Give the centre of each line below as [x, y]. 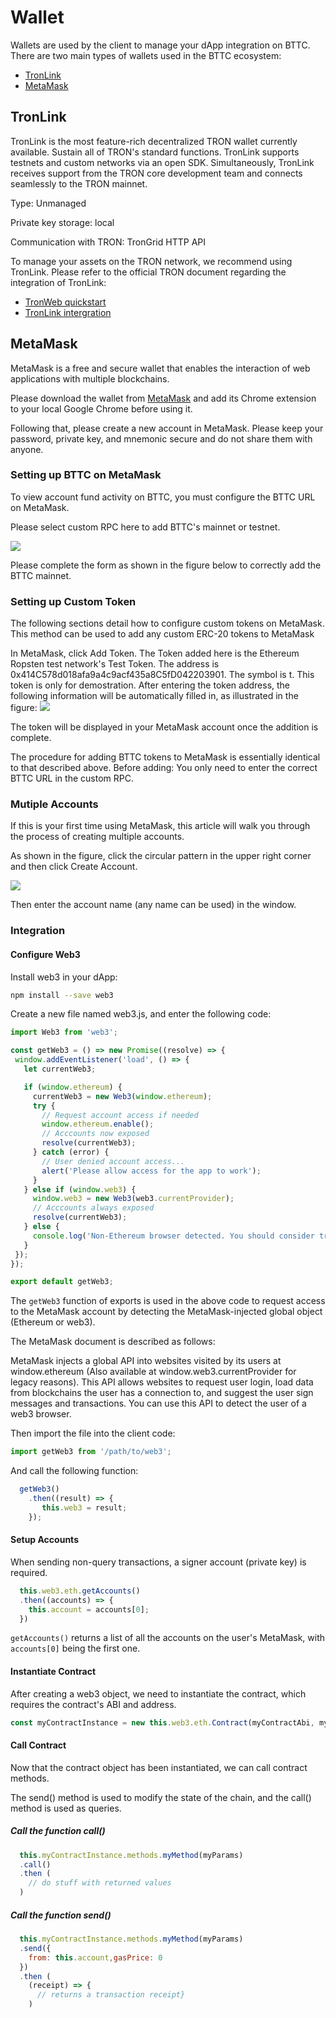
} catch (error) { [71, 1152]
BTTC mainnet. [41, 575]
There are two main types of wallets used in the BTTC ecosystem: [146, 55]
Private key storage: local [62, 222]
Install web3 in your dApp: [64, 977]
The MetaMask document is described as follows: [113, 1342]
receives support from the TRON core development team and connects [156, 173]
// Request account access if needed [120, 1115]
